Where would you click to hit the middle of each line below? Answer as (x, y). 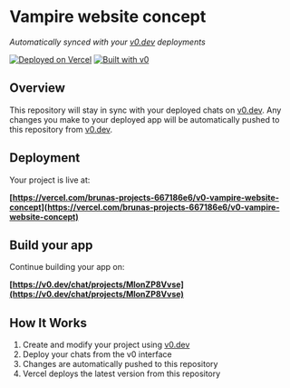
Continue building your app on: (67, 267)
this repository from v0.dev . (61, 129)
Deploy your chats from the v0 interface (97, 354)
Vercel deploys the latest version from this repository (121, 373)
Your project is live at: (50, 180)
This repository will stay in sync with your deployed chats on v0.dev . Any (145, 110)
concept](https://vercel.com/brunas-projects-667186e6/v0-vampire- (145, 207)
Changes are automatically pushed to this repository (120, 364)
